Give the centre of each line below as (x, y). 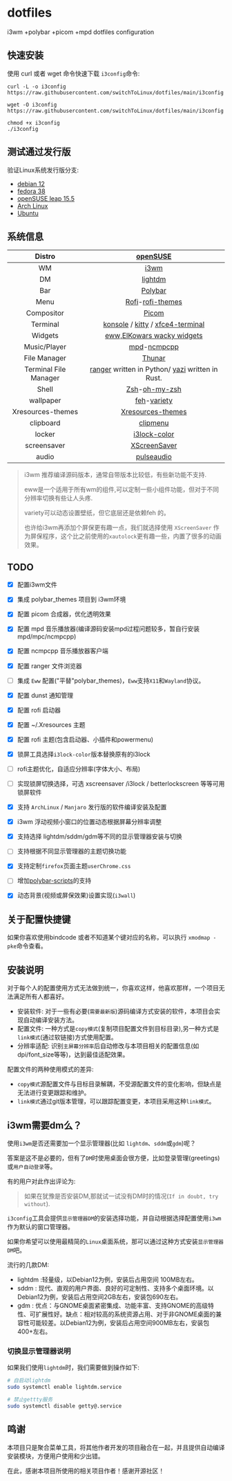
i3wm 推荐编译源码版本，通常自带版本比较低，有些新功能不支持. (115, 475)
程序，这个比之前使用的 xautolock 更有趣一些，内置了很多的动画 (132, 536)
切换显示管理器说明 (39, 1351)
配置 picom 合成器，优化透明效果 (64, 614)
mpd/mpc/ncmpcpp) (47, 637)
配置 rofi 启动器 (39, 710)
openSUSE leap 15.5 (46, 198)
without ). (37, 1203)
